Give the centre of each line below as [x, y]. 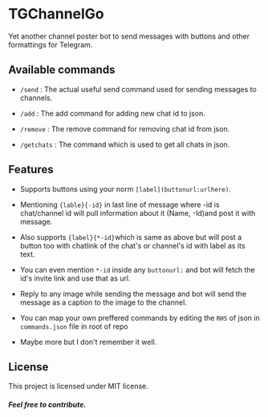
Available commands [62, 70]
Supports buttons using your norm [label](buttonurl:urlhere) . [125, 188]
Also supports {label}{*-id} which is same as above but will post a [131, 237]
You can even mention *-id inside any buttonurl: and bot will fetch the [137, 269]
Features [31, 170]
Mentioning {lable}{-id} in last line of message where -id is [120, 204]
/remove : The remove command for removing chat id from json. [125, 128]
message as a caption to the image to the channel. [103, 302]
